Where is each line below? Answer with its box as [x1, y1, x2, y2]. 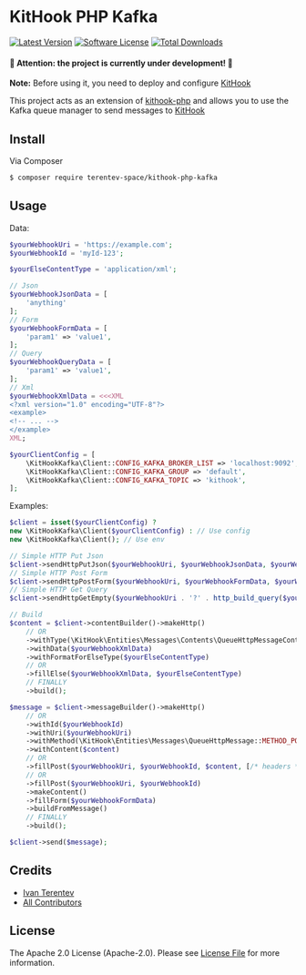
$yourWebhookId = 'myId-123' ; [9, 249, 125, 258]
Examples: [9, 501, 48, 512]
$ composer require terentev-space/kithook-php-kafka [9, 173, 219, 182]
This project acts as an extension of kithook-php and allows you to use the [9, 96, 290, 107]
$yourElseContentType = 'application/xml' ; [9, 265, 178, 274]
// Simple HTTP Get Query [9, 585, 107, 594]
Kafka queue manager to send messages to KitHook [9, 105, 206, 116]
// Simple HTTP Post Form [9, 568, 107, 577]
